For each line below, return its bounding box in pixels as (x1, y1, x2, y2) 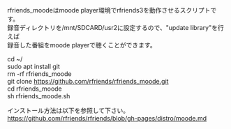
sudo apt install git (7, 62, 61, 70)
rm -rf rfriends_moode (7, 70, 72, 78)
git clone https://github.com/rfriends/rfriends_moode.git (7, 77, 169, 85)
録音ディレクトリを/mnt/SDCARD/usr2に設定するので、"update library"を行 (7, 24, 225, 31)
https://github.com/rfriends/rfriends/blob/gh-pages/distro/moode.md (7, 114, 207, 122)
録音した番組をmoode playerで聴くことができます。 (7, 41, 156, 49)
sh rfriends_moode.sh (7, 92, 70, 100)
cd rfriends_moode (7, 84, 63, 93)
